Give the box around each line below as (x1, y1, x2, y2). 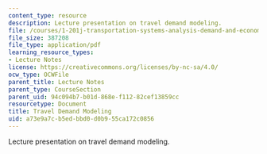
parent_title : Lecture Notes (8, 78, 105, 86)
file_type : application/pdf (8, 41, 102, 49)
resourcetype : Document (8, 100, 87, 108)
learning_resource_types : (8, 48, 94, 56)
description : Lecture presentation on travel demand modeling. (8, 19, 222, 27)
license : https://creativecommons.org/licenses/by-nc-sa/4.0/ (8, 64, 219, 71)
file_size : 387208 (8, 33, 69, 42)
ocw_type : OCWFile (8, 71, 69, 79)
